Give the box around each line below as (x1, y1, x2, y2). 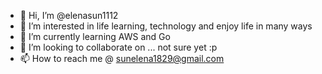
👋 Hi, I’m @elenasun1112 (19, 10, 119, 21)
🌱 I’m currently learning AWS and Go (19, 31, 171, 42)
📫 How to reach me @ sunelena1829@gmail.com (19, 53, 225, 64)
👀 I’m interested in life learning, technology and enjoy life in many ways (19, 20, 313, 32)
